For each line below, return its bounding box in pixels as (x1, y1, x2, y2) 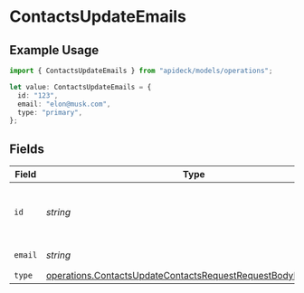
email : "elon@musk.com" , (17, 99, 111, 109)
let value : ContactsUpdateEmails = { (9, 82, 152, 91)
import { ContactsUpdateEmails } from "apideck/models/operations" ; (9, 66, 273, 75)
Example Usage (9, 43, 100, 58)
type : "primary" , (17, 108, 83, 117)
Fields (9, 141, 45, 156)
